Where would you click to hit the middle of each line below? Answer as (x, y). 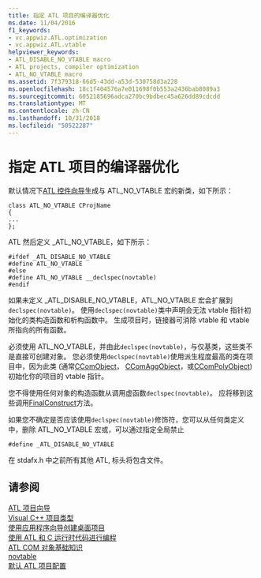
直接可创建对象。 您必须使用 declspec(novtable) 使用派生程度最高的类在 (130, 356)
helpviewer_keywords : (44, 52)
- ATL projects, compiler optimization (74, 67)
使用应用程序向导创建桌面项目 (56, 527)
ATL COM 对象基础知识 (45, 547)
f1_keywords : (30, 30)
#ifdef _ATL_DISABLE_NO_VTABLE (60, 257)
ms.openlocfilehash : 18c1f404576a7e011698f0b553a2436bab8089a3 (114, 89)
